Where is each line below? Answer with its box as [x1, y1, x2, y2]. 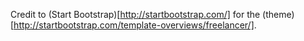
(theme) [262, 9, 295, 20]
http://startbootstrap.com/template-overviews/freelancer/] [13, 19, 255, 31]
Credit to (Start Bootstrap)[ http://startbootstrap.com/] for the [10, 9, 261, 20]
